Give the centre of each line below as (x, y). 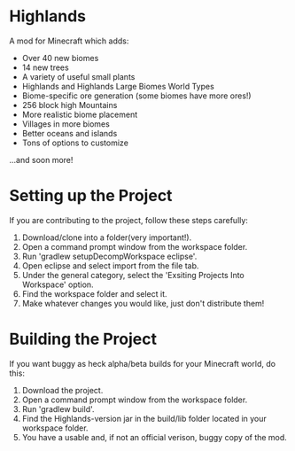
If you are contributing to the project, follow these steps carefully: (128, 220)
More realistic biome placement (80, 114)
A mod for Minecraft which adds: (69, 41)
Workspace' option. (58, 284)
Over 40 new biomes (60, 58)
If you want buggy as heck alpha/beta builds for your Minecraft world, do (143, 363)
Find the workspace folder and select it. (94, 293)
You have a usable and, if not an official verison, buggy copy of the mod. (155, 437)
